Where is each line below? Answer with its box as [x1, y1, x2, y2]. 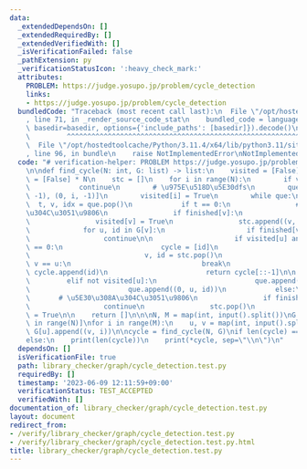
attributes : [17, 73, 64, 82]
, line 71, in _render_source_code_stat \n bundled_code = [26, 115, 263, 124]
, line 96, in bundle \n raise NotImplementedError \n [26, 149, 244, 158]
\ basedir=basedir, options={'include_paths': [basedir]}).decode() [26, 124, 292, 133]
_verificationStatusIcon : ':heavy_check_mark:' [17, 65, 203, 74]
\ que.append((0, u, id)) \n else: [26, 285, 297, 294]
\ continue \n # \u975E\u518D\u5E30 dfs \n [26, 183, 256, 193]
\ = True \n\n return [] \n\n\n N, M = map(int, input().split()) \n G [26, 310, 297, 319]
